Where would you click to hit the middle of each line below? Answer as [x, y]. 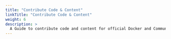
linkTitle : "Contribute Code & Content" [49, 15]
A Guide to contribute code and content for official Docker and [81, 29]
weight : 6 [16, 19]
